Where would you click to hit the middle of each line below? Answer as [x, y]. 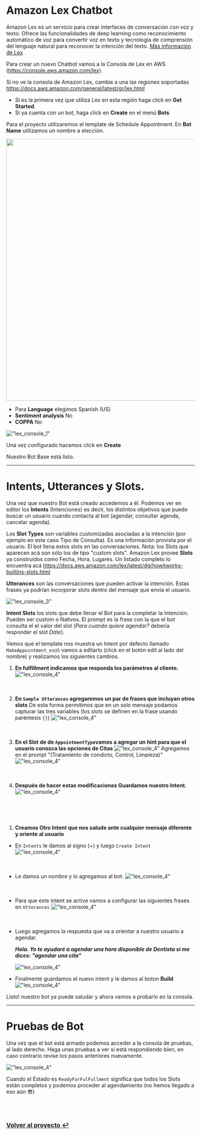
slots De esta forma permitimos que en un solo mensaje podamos [96, 705]
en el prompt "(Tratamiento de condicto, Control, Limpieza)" [89, 754]
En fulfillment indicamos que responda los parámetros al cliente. [97, 668]
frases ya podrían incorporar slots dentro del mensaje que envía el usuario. [99, 589]
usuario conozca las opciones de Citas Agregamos [102, 748]
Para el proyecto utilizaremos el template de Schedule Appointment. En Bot [99, 124]
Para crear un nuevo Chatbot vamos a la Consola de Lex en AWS [86, 64]
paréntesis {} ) [32, 717]
